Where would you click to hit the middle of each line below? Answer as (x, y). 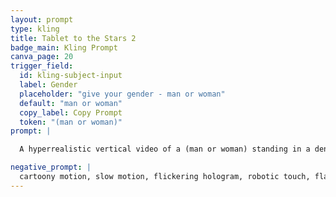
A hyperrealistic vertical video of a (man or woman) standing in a (165, 149)
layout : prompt (42, 19)
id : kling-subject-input (71, 76)
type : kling (35, 29)
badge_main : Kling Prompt (64, 47)
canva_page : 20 (42, 57)
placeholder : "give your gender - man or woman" (122, 94)
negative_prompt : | (51, 167)
